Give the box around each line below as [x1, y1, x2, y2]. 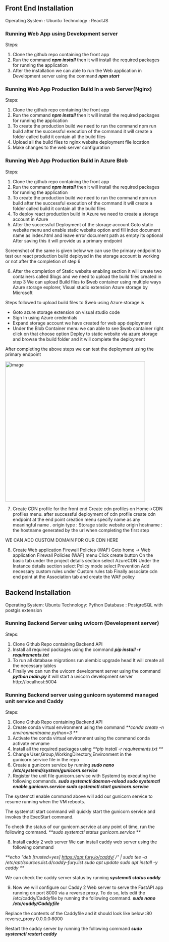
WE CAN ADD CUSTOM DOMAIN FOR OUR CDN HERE [5, 537, 119, 543]
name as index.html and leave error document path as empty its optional [12, 232, 163, 238]
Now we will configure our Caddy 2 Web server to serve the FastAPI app [12, 884, 163, 890]
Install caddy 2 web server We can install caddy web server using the [12, 839, 157, 845]
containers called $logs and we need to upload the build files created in [12, 273, 162, 279]
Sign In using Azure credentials [12, 314, 78, 320]
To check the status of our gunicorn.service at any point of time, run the [5, 824, 155, 830]
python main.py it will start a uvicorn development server [12, 673, 133, 679]
